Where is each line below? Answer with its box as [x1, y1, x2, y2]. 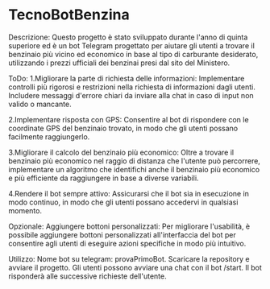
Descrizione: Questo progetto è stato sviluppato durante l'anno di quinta [8, 32, 248, 42]
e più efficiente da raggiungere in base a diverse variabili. [8, 173, 199, 183]
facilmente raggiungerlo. [8, 131, 90, 142]
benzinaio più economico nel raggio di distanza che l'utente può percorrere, [8, 155, 260, 166]
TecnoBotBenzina [8, 6, 131, 24]
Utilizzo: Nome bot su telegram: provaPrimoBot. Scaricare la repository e [8, 254, 250, 263]
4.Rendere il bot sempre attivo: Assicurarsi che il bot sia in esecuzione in [8, 188, 250, 198]
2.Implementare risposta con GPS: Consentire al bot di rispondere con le [8, 114, 249, 124]
